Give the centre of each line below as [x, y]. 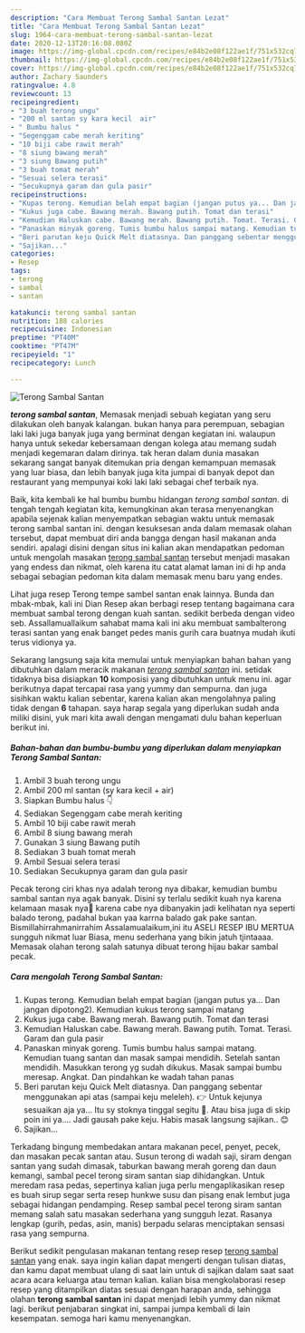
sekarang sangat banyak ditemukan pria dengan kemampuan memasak [143, 462]
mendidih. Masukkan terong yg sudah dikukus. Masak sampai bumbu [152, 1067]
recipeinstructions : [49, 195]
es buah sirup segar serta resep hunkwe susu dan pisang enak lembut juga [150, 1194]
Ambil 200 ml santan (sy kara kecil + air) [99, 790]
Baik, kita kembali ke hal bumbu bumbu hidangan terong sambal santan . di [149, 499]
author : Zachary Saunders [59, 77]
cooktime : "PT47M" [45, 346]
